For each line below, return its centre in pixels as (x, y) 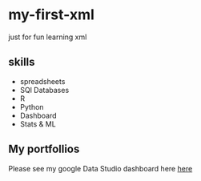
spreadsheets (42, 81)
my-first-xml (51, 15)
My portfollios (44, 149)
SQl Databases (44, 90)
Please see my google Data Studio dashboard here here (100, 168)
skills (22, 62)
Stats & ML (38, 124)
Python (32, 107)
